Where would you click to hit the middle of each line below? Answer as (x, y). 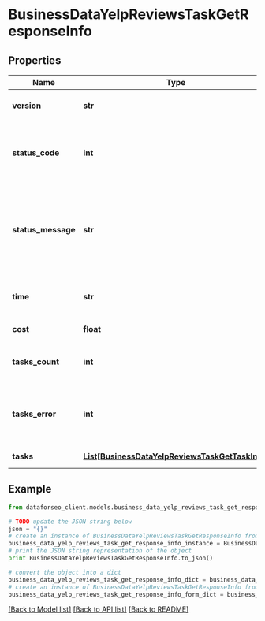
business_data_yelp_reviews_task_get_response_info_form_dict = (116, 594)
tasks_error (34, 414)
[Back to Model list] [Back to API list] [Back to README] (99, 609)
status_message (44, 230)
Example (30, 489)
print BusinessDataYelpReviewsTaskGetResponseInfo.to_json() (111, 558)
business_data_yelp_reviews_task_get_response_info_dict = (107, 580)
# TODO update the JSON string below (70, 522)
